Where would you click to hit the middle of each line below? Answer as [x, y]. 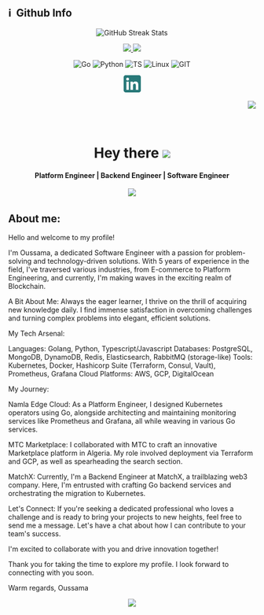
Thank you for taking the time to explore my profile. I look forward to [119, 565]
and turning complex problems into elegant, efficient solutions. [109, 318]
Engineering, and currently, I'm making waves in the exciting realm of [120, 278]
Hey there [126, 153]
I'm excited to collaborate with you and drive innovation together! [114, 549]
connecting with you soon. [51, 572]
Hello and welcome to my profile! [62, 238]
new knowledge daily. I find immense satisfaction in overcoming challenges [130, 310]
